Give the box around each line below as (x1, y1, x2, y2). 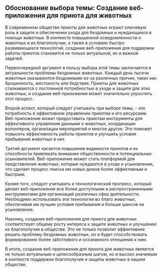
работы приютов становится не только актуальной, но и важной (5, 50, 139, 56)
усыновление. (5, 206, 34, 212)
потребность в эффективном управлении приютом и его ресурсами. (5, 110, 148, 116)
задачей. (5, 55, 23, 61)
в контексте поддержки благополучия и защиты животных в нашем (5, 256, 145, 262)
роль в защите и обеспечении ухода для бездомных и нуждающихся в (5, 29, 152, 35)
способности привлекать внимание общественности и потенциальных (5, 151, 152, 156)
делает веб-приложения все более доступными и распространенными (5, 186, 153, 191)
